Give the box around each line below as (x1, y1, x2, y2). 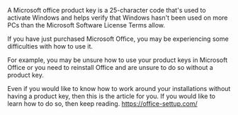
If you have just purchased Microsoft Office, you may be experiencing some (7, 35, 229, 43)
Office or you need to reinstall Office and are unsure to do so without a (7, 63, 214, 71)
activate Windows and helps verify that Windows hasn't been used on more (7, 13, 228, 22)
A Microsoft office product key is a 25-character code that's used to (7, 6, 207, 14)
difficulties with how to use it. (7, 42, 93, 50)
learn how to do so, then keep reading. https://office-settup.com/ (7, 99, 198, 108)
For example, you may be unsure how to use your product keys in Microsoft (7, 56, 228, 64)
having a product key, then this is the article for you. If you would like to (7, 92, 216, 100)
